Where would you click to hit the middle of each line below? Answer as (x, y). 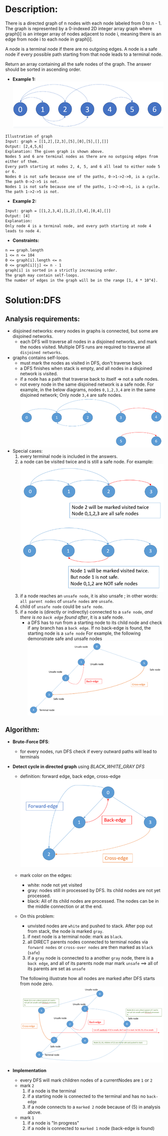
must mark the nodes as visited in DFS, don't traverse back (81, 363)
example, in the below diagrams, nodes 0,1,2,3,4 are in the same (88, 390)
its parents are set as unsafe (56, 969)
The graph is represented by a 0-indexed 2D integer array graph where (79, 28)
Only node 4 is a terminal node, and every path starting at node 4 (78, 226)
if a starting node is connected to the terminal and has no (87, 1096)
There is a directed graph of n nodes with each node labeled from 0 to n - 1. (83, 23)
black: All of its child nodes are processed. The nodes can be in (93, 901)
